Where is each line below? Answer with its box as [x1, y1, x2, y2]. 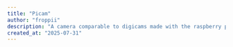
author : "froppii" [7, 17, 60, 23]
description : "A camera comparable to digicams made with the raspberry [7, 23, 222, 30]
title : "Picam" [7, 10, 51, 17]
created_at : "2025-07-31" [7, 29, 82, 37]
